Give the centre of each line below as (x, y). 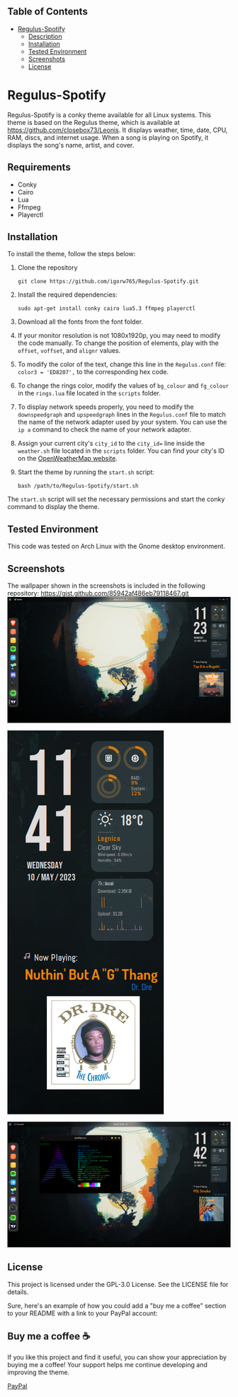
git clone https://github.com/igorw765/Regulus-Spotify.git (108, 282)
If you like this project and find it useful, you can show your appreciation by (117, 1357)
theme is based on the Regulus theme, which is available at (94, 122)
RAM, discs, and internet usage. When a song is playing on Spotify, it (108, 137)
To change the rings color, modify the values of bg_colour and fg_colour (123, 385)
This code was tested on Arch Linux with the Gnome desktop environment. (116, 547)
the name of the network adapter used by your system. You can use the (122, 422)
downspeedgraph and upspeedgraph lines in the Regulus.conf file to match (122, 415)
